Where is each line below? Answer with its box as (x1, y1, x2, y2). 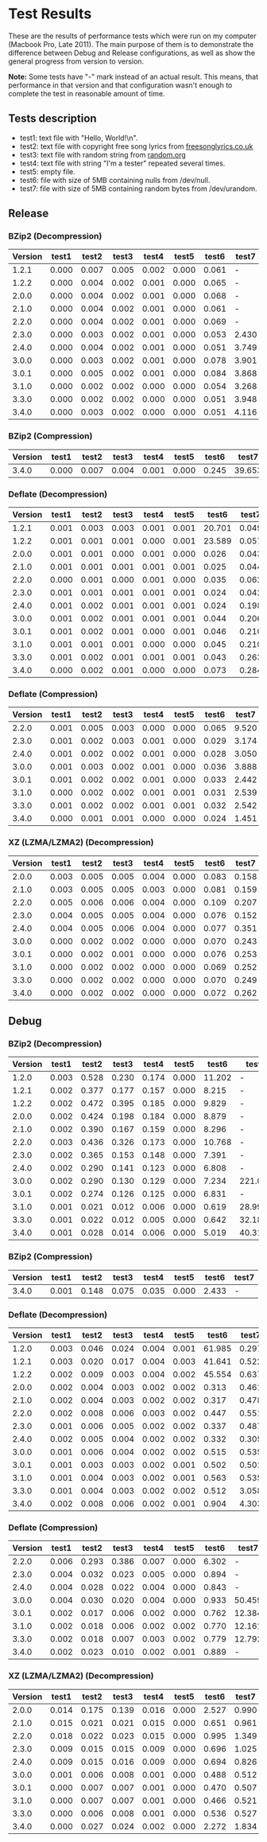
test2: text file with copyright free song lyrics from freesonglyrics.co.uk (19, 141, 253, 151)
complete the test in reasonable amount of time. (8, 88, 165, 98)
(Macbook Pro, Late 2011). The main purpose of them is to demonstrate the (8, 39, 254, 49)
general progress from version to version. (8, 56, 145, 66)
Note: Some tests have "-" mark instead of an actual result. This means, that (8, 72, 259, 81)
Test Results (8, 5, 92, 23)
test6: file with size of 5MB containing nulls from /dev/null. (19, 175, 211, 185)
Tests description (8, 112, 97, 126)
